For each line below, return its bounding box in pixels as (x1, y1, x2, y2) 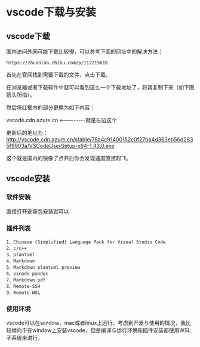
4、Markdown (6, 258, 35, 264)
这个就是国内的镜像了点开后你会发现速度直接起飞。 (6, 154, 132, 162)
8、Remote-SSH (6, 283, 41, 289)
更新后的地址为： (6, 129, 48, 136)
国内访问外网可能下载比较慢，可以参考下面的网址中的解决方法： (6, 48, 163, 55)
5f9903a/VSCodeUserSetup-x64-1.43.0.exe (6, 142, 115, 149)
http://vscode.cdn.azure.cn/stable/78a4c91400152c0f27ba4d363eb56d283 (6, 136, 193, 143)
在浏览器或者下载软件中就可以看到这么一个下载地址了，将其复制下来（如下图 (6, 84, 195, 91)
